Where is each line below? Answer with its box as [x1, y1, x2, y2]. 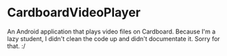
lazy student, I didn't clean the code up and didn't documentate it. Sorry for [7, 34, 221, 42]
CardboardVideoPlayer [7, 5, 141, 20]
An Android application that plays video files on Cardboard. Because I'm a [7, 27, 216, 36]
